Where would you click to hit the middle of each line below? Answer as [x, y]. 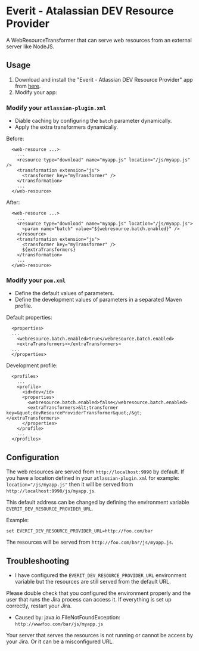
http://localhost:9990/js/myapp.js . [51, 491]
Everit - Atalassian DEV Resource [90, 11]
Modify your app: [36, 92]
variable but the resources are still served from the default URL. [93, 581]
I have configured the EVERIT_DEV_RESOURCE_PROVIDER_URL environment [100, 575]
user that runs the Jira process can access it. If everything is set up [89, 599]
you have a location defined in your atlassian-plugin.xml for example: [93, 478]
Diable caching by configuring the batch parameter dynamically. [93, 121]
